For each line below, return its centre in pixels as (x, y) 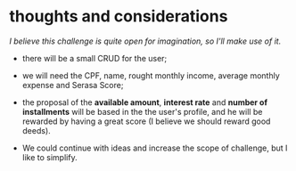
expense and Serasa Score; (73, 85)
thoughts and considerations (119, 16)
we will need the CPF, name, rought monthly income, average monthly (151, 75)
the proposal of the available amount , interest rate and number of (145, 102)
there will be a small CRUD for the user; (95, 58)
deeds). (36, 130)
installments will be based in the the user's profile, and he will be (142, 111)
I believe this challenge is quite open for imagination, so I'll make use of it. (145, 41)
